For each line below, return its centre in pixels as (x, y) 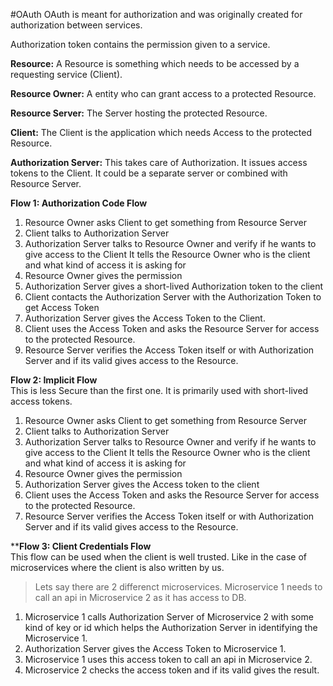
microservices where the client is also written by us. (117, 567)
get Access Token (62, 307)
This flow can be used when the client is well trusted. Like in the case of (159, 557)
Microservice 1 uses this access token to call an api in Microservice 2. (168, 659)
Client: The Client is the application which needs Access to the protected (161, 132)
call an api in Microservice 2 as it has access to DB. (140, 597)
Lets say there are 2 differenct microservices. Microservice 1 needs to (178, 587)
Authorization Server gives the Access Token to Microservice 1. (155, 648)
